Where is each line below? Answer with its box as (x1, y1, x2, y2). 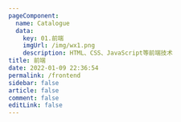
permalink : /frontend (8, 71, 81, 79)
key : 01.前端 (23, 34, 64, 43)
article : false (8, 86, 60, 95)
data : (15, 26, 35, 35)
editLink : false (8, 101, 63, 109)
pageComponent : (8, 11, 60, 20)
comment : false (8, 94, 60, 102)
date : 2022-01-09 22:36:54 (8, 64, 99, 72)
